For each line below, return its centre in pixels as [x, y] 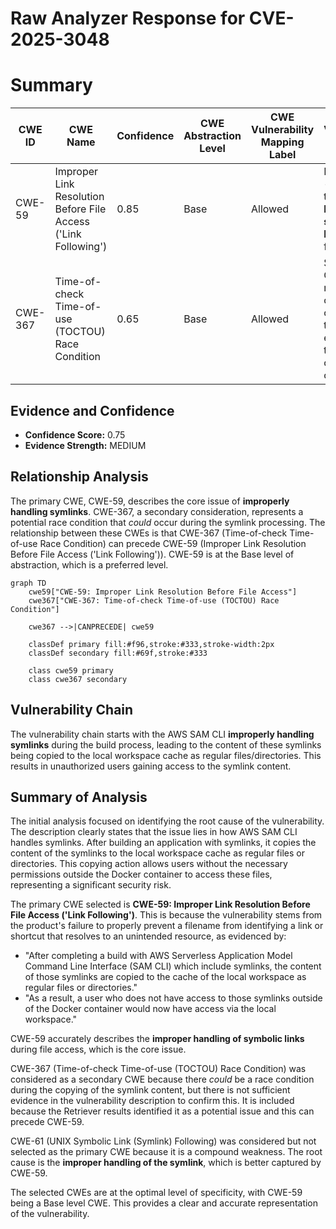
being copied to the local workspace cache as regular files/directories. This [166, 755]
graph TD [28, 583]
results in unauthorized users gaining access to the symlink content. [151, 766]
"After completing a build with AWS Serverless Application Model [158, 956]
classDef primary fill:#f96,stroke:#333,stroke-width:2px [151, 644]
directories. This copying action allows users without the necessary [149, 864]
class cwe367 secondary [78, 679]
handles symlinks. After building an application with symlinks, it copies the [163, 843]
